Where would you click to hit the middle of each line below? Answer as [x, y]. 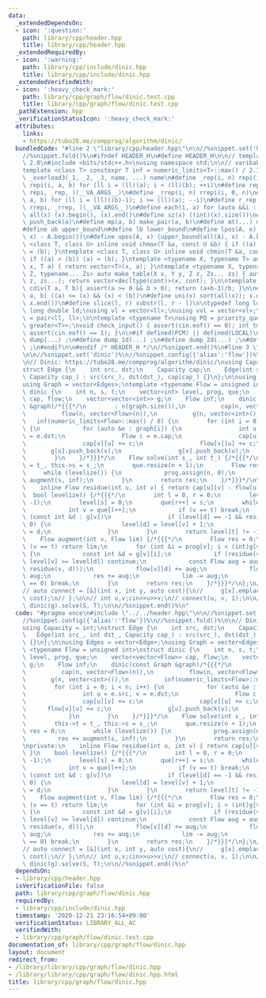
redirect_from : [33, 960]
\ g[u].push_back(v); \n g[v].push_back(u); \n [136, 451]
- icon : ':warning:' [49, 60]
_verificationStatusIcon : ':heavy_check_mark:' [95, 119]
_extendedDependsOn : [49, 23]
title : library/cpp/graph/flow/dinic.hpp [78, 982]
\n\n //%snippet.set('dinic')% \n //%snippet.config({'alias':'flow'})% [140, 355]
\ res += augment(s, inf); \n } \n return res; [138, 739]
